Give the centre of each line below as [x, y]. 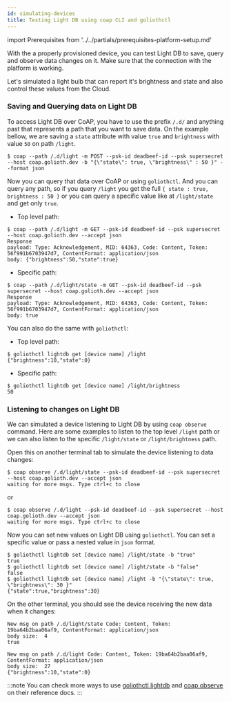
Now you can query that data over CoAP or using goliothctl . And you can [113, 181]
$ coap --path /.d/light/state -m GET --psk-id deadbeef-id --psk [104, 285]
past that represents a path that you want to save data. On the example [108, 129]
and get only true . [33, 203]
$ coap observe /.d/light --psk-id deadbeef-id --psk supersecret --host [115, 510]
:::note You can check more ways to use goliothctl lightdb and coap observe [115, 685]
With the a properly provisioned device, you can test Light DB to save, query [115, 53]
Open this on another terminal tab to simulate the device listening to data [110, 452]
